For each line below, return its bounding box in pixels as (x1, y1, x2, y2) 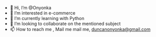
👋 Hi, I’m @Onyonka (10, 5, 52, 10)
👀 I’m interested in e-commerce (10, 10, 75, 16)
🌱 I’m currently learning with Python (10, 15, 85, 21)
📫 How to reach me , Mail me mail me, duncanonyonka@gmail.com (10, 26, 151, 32)
